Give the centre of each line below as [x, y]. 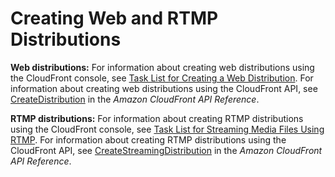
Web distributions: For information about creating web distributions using [162, 67]
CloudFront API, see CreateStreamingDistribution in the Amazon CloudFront [166, 150]
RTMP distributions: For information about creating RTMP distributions [157, 118]
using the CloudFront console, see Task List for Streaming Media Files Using [167, 129]
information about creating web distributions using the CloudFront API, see [164, 88]
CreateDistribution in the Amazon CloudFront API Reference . [135, 99]
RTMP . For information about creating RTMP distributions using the [148, 139]
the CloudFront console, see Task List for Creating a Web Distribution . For [162, 78]
